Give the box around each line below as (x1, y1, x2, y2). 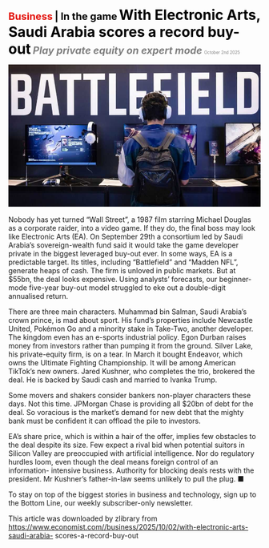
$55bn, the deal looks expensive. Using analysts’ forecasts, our (8, 274, 218, 284)
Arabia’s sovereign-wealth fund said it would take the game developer (8, 240, 239, 250)
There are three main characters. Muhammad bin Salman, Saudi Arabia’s (8, 307, 247, 316)
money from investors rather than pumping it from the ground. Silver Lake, (8, 340, 254, 350)
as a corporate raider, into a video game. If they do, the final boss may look (8, 223, 256, 232)
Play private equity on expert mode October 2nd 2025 (32, 44, 240, 57)
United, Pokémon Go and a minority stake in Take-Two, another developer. (8, 324, 254, 333)
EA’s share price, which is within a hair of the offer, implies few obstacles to (8, 431, 256, 441)
